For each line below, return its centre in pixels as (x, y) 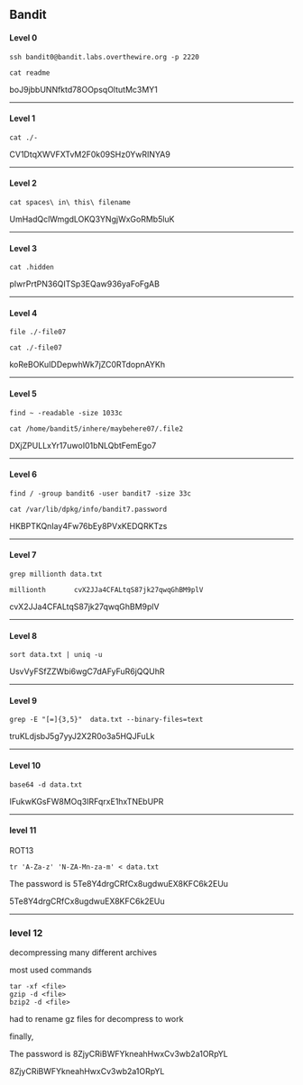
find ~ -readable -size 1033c (66, 413)
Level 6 (23, 474)
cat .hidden (32, 268)
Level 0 (23, 37)
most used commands (50, 970)
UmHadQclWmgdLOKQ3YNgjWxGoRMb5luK (92, 219)
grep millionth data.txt (56, 574)
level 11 (23, 830)
